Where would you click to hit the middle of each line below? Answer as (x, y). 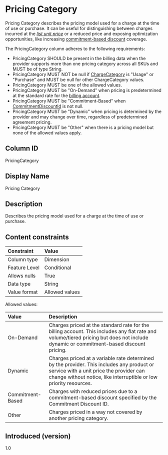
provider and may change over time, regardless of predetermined (80, 116)
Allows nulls (22, 276)
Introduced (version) (38, 436)
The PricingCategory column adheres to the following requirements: (75, 48)
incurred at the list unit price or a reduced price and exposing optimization (82, 33)
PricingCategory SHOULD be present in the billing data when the (79, 58)
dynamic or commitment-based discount (97, 344)
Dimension (57, 259)
